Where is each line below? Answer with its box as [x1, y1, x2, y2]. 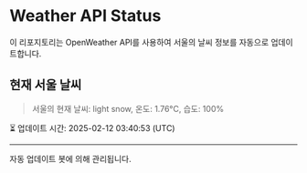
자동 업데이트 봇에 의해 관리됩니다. [9, 153, 132, 164]
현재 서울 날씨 [9, 77, 82, 93]
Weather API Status [9, 5, 162, 26]
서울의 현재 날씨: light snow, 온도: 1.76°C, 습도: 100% [31, 103, 225, 114]
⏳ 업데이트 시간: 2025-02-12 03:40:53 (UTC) [9, 122, 175, 133]
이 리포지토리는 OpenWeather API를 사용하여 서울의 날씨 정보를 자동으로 [9, 36, 270, 47]
